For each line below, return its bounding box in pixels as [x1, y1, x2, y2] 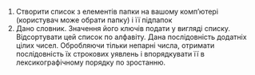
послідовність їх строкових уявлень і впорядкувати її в [15, 49, 205, 58]
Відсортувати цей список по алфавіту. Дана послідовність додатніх [15, 32, 247, 41]
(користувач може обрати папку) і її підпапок [15, 15, 173, 25]
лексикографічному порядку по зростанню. [15, 57, 166, 67]
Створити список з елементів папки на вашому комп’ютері [15, 7, 218, 16]
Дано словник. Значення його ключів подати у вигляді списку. [15, 24, 230, 33]
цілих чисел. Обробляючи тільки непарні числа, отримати [15, 41, 215, 50]
